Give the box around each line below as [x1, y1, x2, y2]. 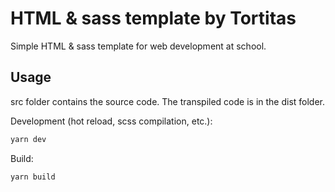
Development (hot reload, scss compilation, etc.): [10, 115, 213, 127]
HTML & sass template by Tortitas [10, 7, 297, 30]
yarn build [10, 172, 56, 182]
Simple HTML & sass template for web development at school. [10, 40, 267, 52]
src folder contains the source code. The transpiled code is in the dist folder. [10, 95, 326, 107]
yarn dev [10, 134, 47, 144]
